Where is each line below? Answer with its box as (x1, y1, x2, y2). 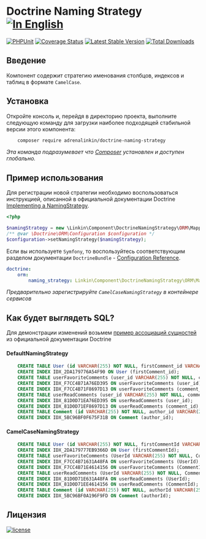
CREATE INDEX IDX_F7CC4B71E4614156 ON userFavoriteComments (17, 464, 174, 470)
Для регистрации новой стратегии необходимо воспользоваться (6, 189, 178, 196)
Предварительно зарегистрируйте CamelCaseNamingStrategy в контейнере (6, 289, 199, 296)
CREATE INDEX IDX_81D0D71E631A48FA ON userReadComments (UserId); (17, 476, 191, 482)
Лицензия (6, 510, 47, 520)
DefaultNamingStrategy (6, 349, 69, 357)
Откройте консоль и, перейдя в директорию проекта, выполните (6, 112, 177, 120)
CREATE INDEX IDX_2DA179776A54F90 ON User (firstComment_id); (17, 369, 180, 375)
